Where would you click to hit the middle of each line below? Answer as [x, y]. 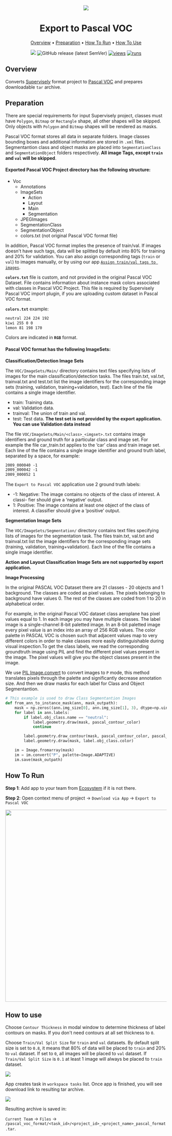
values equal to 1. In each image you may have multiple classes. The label [83, 619]
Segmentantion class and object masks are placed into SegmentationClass [83, 147]
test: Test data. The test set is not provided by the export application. [87, 418]
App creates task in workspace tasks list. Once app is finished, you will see [84, 1084]
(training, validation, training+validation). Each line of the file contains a [80, 547]
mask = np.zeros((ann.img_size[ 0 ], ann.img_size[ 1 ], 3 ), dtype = [84, 708]
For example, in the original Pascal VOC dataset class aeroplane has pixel [83, 614]
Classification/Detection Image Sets [45, 361]
